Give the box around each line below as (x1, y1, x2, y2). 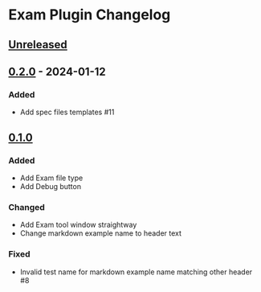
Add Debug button (19, 181, 82, 191)
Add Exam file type (19, 173, 84, 183)
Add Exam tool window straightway (19, 220, 137, 230)
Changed (8, 201, 46, 212)
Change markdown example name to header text (19, 228, 182, 238)
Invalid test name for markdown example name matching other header (19, 267, 253, 277)
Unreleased (8, 38, 68, 51)
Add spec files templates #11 (19, 107, 115, 117)
